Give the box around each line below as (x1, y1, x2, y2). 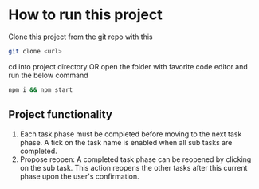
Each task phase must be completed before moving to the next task (19, 129, 242, 139)
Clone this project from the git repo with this (8, 32, 153, 41)
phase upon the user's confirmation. (19, 171, 139, 181)
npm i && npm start (8, 85, 73, 93)
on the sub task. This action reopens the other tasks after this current (19, 163, 248, 172)
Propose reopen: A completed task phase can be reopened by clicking (19, 154, 252, 164)
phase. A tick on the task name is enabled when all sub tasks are (19, 137, 233, 147)
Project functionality (8, 108, 113, 121)
